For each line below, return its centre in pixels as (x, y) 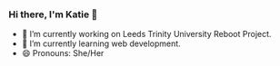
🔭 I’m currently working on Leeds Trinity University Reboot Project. (146, 34)
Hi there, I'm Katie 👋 (53, 14)
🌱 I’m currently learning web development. (101, 43)
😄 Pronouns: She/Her (63, 53)
